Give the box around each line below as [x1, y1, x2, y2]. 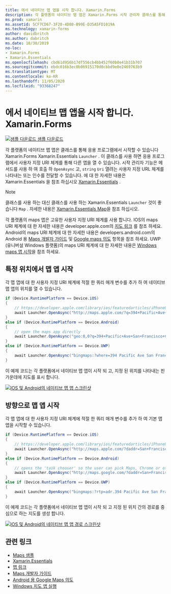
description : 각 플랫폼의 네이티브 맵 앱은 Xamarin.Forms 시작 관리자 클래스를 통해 [5, 12, 165, 17]
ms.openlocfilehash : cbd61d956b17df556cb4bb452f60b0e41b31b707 [5, 60, 142, 65]
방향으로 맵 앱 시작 [5, 401, 60, 410]
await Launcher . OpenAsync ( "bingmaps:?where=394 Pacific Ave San [14, 353, 154, 358]
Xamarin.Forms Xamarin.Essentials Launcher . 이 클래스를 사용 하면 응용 [5, 153, 151, 159]
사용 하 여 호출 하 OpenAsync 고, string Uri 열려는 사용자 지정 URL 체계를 [18, 165, 164, 172]
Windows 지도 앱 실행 [12, 583, 57, 589]
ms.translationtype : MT [5, 69, 56, 75]
